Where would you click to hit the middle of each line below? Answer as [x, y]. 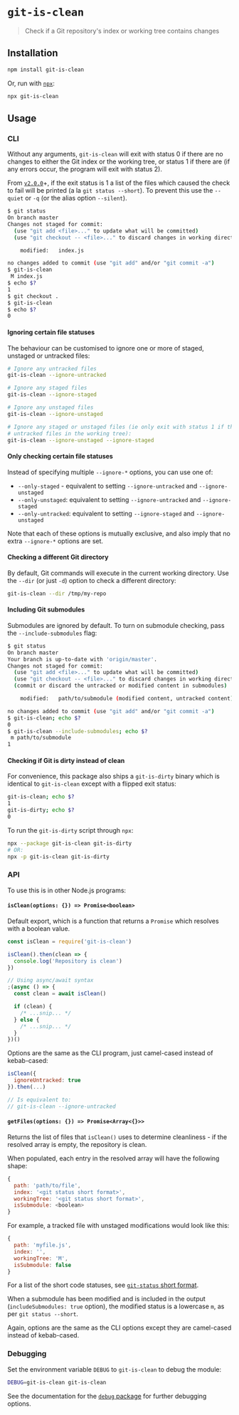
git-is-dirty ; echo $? [41, 810]
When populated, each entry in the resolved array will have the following [113, 1158]
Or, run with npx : [31, 83]
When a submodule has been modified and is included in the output [107, 1299]
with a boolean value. [39, 928]
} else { [27, 1020]
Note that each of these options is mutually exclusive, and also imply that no [119, 533]
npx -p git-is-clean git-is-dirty [59, 856]
